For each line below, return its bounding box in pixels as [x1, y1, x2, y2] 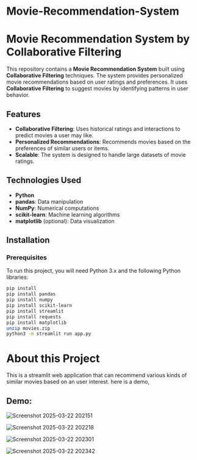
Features [6, 109, 41, 120]
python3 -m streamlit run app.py [6, 331, 91, 337]
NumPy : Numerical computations [15, 204, 99, 212]
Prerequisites [6, 253, 47, 262]
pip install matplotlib [6, 319, 67, 326]
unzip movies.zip [6, 325, 51, 331]
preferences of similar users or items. [15, 145, 110, 152]
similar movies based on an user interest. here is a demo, [6, 378, 150, 386]
